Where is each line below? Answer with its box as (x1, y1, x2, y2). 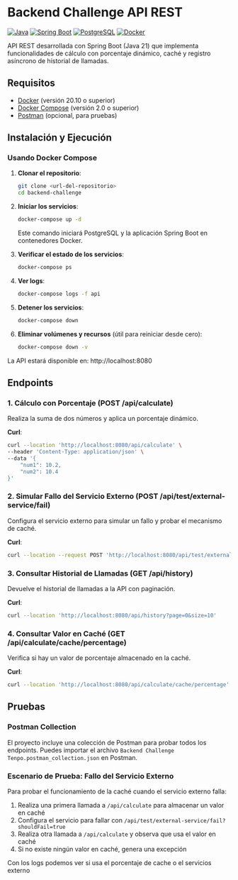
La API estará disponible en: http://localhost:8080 (7, 356, 152, 365)
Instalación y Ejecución (7, 132, 112, 144)
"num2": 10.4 (20, 468, 59, 475)
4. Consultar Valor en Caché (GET (7, 629, 125, 639)
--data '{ (7, 455, 37, 462)
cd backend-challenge (17, 189, 81, 197)
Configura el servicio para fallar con (17, 816, 123, 824)
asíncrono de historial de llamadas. (7, 56, 109, 65)
